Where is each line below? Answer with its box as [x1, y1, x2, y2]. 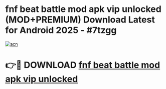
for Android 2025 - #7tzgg [5, 25, 117, 36]
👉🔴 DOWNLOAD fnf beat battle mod [5, 60, 160, 71]
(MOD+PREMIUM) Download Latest [5, 14, 155, 25]
